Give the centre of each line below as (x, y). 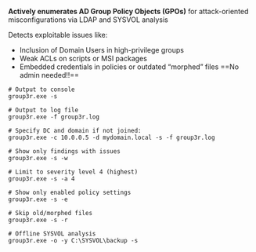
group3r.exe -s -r (38, 220)
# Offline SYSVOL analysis (52, 234)
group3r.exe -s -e (38, 199)
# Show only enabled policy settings (70, 192)
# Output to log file (43, 110)
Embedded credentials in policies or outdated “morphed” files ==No (129, 67)
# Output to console (42, 89)
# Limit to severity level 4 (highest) (73, 172)
